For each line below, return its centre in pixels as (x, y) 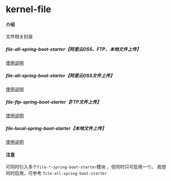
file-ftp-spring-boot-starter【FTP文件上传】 (54, 102)
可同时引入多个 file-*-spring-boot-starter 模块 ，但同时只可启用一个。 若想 (86, 167)
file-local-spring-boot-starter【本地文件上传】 (56, 128)
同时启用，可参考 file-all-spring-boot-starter (56, 173)
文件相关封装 (19, 37)
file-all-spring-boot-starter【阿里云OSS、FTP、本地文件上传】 (74, 49)
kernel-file (29, 9)
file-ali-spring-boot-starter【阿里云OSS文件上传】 (60, 75)
